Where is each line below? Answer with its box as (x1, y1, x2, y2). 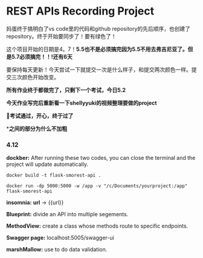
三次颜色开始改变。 (11, 73, 59, 81)
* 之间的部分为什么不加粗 (6, 125, 68, 132)
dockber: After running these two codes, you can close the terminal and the (6, 154, 196, 162)
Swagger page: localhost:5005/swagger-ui (6, 234, 115, 242)
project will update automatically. (6, 160, 89, 168)
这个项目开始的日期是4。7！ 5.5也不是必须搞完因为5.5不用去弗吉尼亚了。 (6, 45, 188, 53)
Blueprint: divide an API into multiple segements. (6, 211, 129, 218)
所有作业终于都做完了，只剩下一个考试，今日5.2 (6, 86, 126, 93)
